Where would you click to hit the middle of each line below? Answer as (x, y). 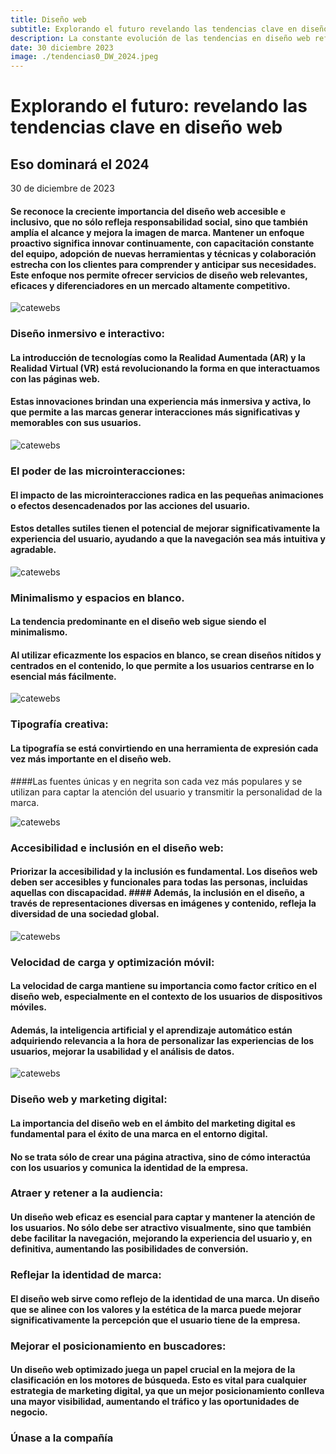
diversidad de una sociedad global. (85, 914)
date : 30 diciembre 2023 (62, 47)
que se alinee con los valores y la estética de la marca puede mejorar (156, 1309)
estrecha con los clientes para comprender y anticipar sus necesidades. (163, 264)
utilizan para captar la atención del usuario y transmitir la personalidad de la (166, 792)
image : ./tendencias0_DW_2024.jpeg (84, 57)
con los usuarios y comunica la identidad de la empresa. (129, 1167)
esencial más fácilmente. (63, 676)
